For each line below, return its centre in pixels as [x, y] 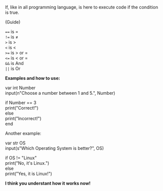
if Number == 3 [21, 103]
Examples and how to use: [33, 78]
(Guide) [13, 22]
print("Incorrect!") [23, 118]
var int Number [20, 88]
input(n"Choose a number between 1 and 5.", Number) [60, 93]
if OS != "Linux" [21, 158]
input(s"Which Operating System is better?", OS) [55, 148]
